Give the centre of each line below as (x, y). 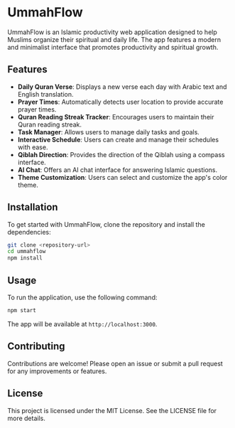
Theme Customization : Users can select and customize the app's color (122, 177)
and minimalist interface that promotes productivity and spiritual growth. (113, 47)
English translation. (45, 94)
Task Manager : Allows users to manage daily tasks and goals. (109, 132)
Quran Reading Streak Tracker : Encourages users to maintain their (116, 117)
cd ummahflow (27, 252)
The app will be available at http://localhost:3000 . (82, 323)
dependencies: (29, 232)
